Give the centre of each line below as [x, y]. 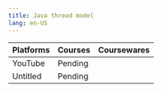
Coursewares [124, 50]
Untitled [27, 76]
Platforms [31, 50]
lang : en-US [28, 23]
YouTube [29, 63]
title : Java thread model [51, 15]
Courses [74, 50]
